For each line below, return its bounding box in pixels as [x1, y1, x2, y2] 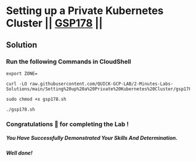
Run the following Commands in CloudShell [6, 57, 131, 66]
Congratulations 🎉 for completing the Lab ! [6, 120, 129, 128]
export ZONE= [6, 70, 38, 77]
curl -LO [6, 81, 27, 87]
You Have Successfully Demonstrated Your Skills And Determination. [6, 135, 178, 142]
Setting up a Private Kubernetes [6, 4, 164, 18]
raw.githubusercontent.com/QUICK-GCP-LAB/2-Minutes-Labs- [29, 81, 174, 87]
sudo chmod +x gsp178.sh [6, 96, 66, 102]
